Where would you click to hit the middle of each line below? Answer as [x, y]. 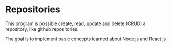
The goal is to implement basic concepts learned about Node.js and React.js [86, 39]
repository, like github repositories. [42, 29]
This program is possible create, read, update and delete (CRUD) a [76, 24]
